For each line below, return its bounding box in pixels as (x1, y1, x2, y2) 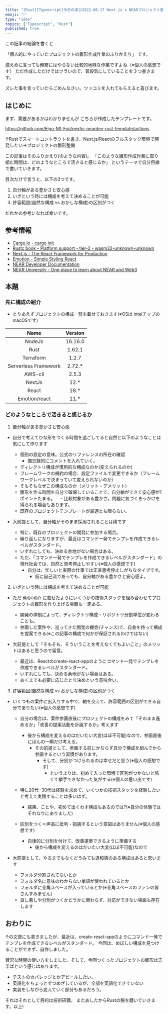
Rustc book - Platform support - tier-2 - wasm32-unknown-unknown (12, 245, 154, 251)
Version (65, 330, 85, 337)
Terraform (22, 354, 46, 361)
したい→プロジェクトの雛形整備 (9, 142, 75, 148)
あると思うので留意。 (21, 647, 65, 654)
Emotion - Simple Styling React (12, 256, 76, 262)
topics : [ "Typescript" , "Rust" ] (5, 21, 72, 27)
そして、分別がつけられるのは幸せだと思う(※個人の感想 (42, 757, 156, 763)
